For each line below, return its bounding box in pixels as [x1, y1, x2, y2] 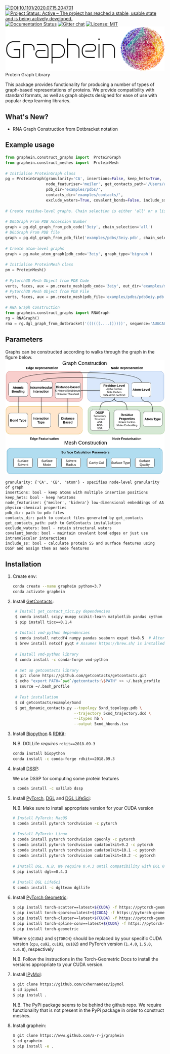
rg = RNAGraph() [5, 316, 39, 321]
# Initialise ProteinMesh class [5, 262, 73, 267]
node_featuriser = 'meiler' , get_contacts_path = [46, 182, 146, 187]
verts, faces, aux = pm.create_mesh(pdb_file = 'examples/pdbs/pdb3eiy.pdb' [5, 294, 166, 300]
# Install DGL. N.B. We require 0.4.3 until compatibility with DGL [12, 864, 160, 869]
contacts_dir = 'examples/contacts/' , [46, 192, 123, 198]
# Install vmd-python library [15, 652, 79, 657]
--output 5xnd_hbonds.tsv [74, 721, 129, 727]
